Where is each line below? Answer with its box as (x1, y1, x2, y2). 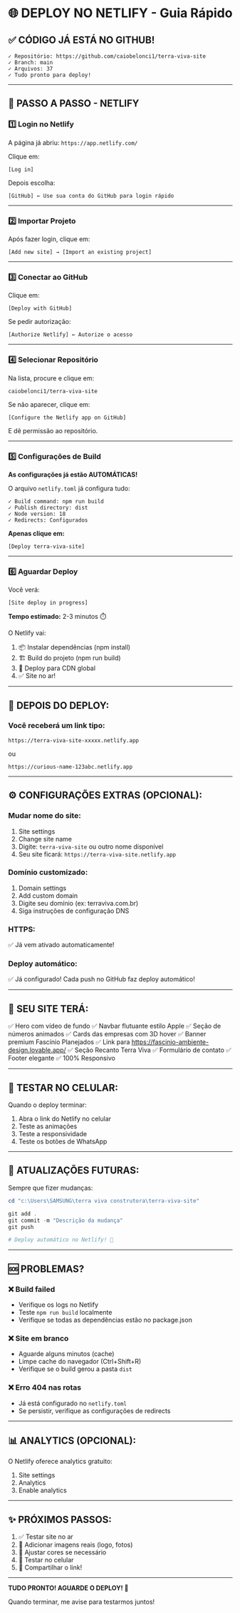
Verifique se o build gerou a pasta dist (18, 1365, 132, 1373)
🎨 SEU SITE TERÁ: (8, 1003, 89, 1015)
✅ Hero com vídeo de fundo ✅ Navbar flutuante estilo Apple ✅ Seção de (8, 1022, 221, 1031)
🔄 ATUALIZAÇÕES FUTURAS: (8, 1165, 140, 1177)
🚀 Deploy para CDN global (18, 664, 95, 672)
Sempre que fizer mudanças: (8, 1183, 93, 1192)
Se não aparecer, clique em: (8, 400, 90, 408)
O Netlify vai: (8, 629, 46, 637)
